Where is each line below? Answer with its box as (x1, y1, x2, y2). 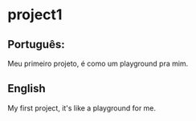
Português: (7, 38, 65, 51)
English (7, 82, 46, 95)
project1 (7, 6, 63, 24)
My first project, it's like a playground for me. (7, 103, 157, 113)
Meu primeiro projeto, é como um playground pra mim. (7, 58, 189, 68)
